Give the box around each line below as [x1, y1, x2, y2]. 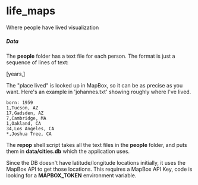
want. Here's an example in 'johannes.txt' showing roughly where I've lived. [6, 88, 191, 95]
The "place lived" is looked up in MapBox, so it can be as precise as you [6, 81, 183, 89]
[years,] [6, 70, 26, 77]
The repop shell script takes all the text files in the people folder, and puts [6, 141, 187, 148]
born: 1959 [6, 99, 33, 105]
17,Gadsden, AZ [6, 110, 44, 116]
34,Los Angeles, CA [6, 126, 55, 131]
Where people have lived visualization [6, 24, 99, 31]
